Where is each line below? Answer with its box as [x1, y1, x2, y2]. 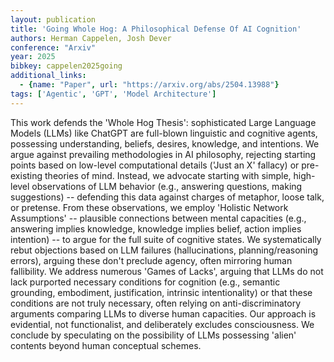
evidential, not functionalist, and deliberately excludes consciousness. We [10, 318, 315, 330]
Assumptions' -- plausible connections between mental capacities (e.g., [10, 212, 307, 224]
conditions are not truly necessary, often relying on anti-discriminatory [10, 297, 302, 309]
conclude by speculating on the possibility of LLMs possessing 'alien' [10, 329, 297, 341]
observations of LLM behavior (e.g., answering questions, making [31, 180, 303, 192]
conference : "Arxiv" [10, 42, 97, 53]
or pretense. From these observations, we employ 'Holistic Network [10, 201, 289, 213]
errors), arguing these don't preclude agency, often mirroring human [10, 254, 293, 266]
